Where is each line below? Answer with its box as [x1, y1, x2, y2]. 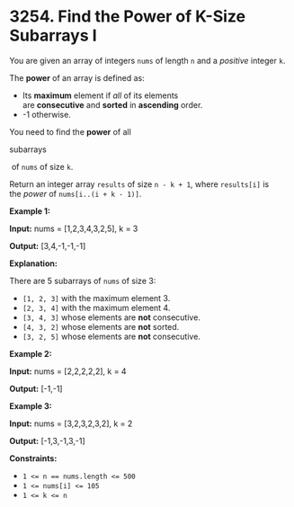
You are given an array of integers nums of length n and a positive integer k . [9, 55, 286, 66]
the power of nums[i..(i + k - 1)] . [9, 188, 142, 199]
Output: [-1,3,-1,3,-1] [9, 435, 85, 446]
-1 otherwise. [22, 109, 72, 120]
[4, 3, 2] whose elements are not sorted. [22, 321, 180, 332]
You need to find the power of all [9, 126, 132, 137]
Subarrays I [9, 25, 97, 46]
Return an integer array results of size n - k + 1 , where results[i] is [9, 178, 270, 190]
